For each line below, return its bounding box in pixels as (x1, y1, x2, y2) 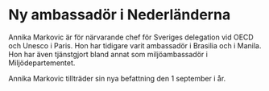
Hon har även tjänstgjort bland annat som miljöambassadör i (8, 49, 208, 59)
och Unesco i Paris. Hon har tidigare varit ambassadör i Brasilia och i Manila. (8, 40, 262, 50)
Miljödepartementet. (8, 58, 76, 68)
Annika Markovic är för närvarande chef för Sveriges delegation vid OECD (8, 32, 254, 42)
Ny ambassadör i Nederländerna (8, 6, 231, 24)
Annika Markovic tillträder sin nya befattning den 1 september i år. (8, 73, 226, 83)
